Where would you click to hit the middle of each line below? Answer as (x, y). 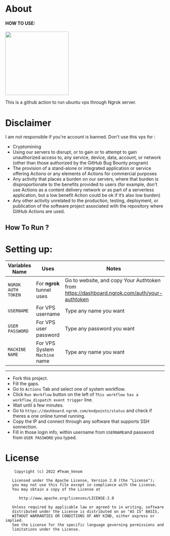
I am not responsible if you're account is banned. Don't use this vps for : (80, 137)
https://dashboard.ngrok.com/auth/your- (114, 293)
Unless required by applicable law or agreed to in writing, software (88, 507)
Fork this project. (30, 378)
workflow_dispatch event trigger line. (53, 399)
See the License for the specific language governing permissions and (88, 525)
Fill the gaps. (26, 383)
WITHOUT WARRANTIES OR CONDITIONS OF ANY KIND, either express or (83, 516)
